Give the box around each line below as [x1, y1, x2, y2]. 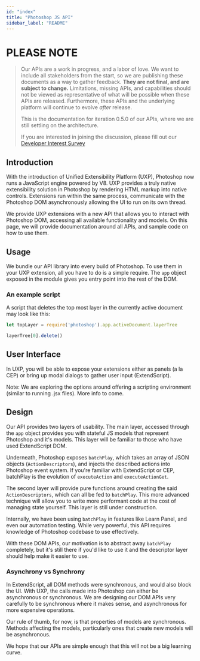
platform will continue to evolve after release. [20, 104, 133, 111]
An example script [6, 290, 61, 299]
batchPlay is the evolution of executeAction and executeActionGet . [6, 473, 169, 480]
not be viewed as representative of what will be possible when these [20, 91, 190, 98]
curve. [6, 648, 22, 656]
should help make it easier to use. [6, 552, 90, 560]
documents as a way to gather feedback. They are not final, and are [20, 79, 190, 86]
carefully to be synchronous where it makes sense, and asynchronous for [6, 600, 187, 607]
